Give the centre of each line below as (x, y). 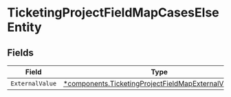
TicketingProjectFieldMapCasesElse (113, 13)
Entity (25, 27)
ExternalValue (34, 84)
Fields (21, 53)
